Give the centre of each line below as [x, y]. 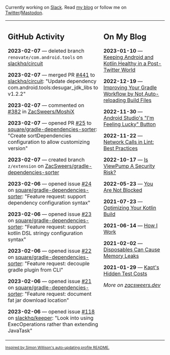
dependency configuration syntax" [49, 203]
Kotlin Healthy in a [125, 63]
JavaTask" [20, 330]
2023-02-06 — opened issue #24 [50, 183]
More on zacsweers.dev [132, 285]
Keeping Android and [129, 57]
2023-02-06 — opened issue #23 [50, 214]
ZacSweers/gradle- [69, 166]
